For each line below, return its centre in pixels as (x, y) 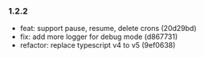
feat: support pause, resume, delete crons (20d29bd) (108, 29)
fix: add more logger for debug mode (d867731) (99, 37)
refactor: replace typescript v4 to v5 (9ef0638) (98, 45)
